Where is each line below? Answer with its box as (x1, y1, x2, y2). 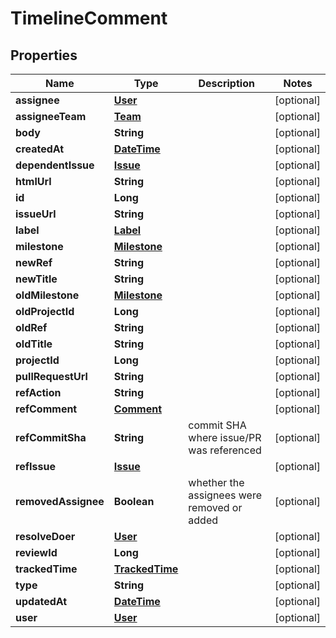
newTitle (15, 272, 58, 286)
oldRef (15, 321, 48, 334)
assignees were (188, 488, 262, 502)
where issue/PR (188, 431, 262, 444)
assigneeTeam (15, 110, 87, 123)
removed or (188, 501, 243, 514)
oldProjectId (15, 305, 75, 318)
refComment (15, 402, 78, 416)
